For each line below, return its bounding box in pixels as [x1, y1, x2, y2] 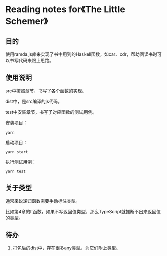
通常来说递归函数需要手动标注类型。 [5, 198, 80, 204]
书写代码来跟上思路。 [9, 58, 54, 63]
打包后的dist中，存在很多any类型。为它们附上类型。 [12, 245, 121, 251]
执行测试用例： [5, 159, 36, 165]
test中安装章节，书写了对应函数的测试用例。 [5, 109, 97, 115]
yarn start [5, 149, 28, 154]
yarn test [5, 169, 26, 174]
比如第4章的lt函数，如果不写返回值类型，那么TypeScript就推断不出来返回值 [5, 208, 161, 214]
